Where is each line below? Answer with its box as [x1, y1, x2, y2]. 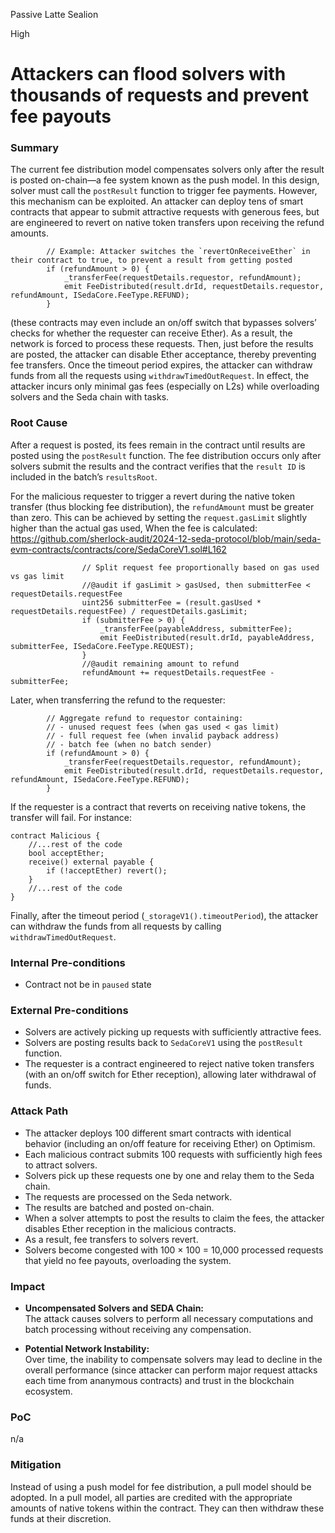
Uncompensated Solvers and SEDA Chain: [24, 1302, 205, 1314]
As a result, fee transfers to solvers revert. [24, 1233, 199, 1245]
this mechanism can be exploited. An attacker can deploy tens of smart [10, 195, 304, 208]
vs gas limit [10, 571, 65, 581]
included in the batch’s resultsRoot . [10, 470, 158, 483]
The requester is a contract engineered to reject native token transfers [24, 1058, 315, 1070]
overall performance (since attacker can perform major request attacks [24, 1364, 318, 1376]
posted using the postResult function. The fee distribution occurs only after [10, 449, 322, 461]
